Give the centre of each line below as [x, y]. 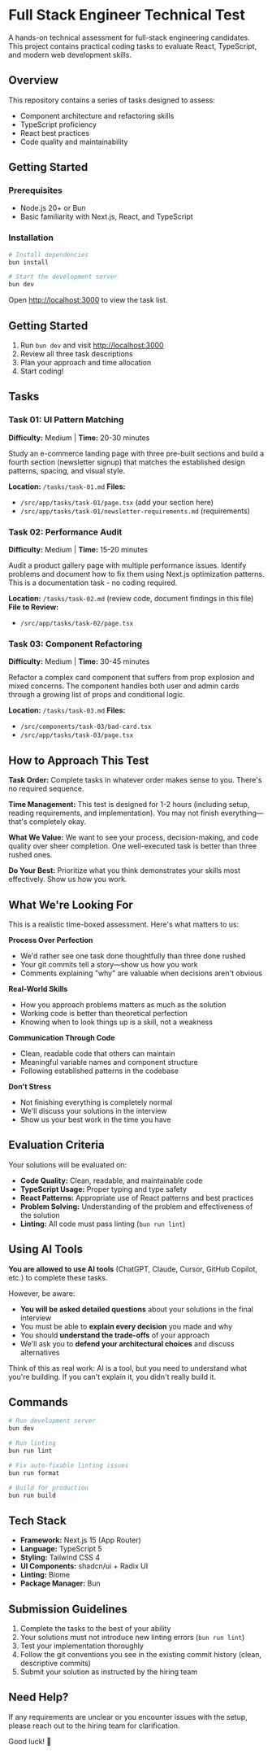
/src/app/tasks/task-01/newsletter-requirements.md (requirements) [135, 511]
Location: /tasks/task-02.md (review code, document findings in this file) [131, 599]
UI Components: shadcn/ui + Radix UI [84, 1566]
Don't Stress [30, 1086]
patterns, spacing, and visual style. [67, 470]
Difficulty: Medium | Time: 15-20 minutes [78, 550]
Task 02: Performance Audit [65, 532]
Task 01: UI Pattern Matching [66, 420]
